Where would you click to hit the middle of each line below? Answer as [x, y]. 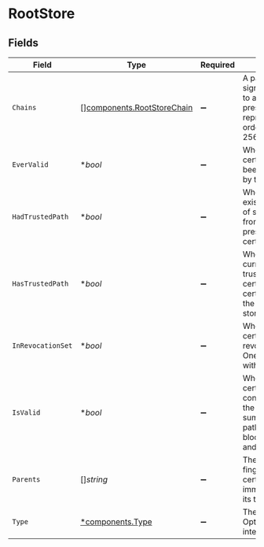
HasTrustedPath [40, 284]
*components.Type [116, 522]
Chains [24, 107]
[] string [94, 479]
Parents [26, 480]
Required [218, 65]
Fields [24, 43]
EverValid [30, 165]
